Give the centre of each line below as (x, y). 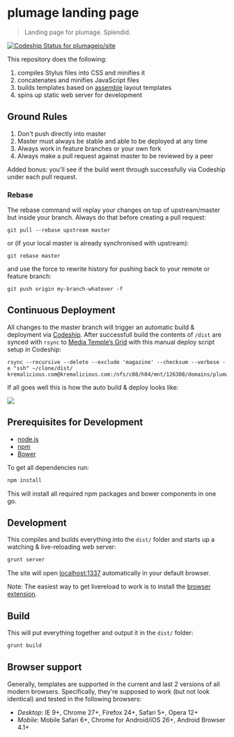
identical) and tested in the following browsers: (75, 699)
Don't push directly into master (62, 133)
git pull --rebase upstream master (59, 230)
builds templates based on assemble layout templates (94, 87)
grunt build (24, 646)
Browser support (45, 667)
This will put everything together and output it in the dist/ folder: (100, 633)
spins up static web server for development (80, 95)
